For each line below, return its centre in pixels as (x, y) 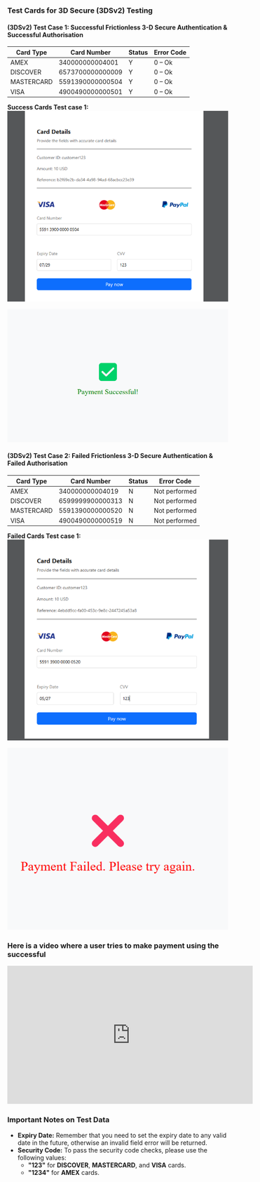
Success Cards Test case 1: (48, 107)
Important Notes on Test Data (59, 1120)
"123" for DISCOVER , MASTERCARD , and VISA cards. (107, 1165)
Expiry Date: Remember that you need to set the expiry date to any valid (122, 1135)
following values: (42, 1157)
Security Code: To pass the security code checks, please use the (112, 1150)
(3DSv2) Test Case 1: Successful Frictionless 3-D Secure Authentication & (117, 27)
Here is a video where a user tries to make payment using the (113, 946)
